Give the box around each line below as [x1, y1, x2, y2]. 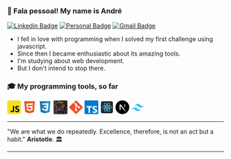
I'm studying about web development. [16, 57, 125, 65]
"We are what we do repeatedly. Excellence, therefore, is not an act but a [7, 127, 214, 136]
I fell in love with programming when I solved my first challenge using [16, 35, 213, 43]
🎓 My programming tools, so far [7, 82, 118, 91]
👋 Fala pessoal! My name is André [7, 6, 122, 16]
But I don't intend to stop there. [16, 64, 106, 73]
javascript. [16, 42, 47, 51]
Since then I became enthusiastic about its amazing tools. [16, 49, 181, 58]
